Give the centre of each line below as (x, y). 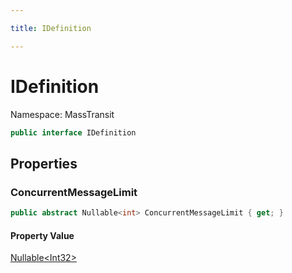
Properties (44, 163)
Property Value (42, 235)
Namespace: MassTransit (62, 114)
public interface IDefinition (73, 132)
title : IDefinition (51, 28)
